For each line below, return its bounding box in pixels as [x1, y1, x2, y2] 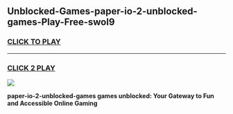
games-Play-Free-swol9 [7, 17, 115, 28]
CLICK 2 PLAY [7, 63, 55, 73]
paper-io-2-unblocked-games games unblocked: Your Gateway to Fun [7, 91, 215, 99]
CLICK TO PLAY [7, 37, 61, 47]
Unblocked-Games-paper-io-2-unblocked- [7, 6, 198, 17]
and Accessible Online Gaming [7, 99, 98, 107]
